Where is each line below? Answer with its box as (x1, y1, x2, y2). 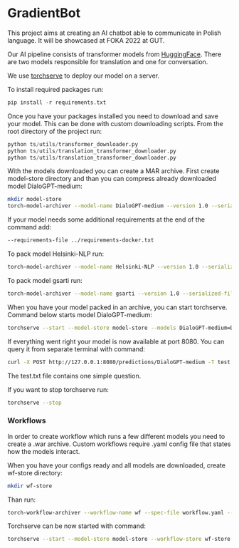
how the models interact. (7, 447, 80, 455)
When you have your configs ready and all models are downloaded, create (7, 461, 226, 470)
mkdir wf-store (7, 482, 53, 490)
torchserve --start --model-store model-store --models (7, 324, 176, 331)
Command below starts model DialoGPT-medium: (7, 310, 153, 319)
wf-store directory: (7, 468, 63, 477)
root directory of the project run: (7, 127, 102, 135)
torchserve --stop (7, 399, 62, 406)
